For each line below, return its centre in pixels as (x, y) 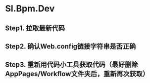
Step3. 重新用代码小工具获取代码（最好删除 (72, 65)
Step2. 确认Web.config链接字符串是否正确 (71, 46)
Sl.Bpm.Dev (30, 9)
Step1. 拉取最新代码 (35, 28)
